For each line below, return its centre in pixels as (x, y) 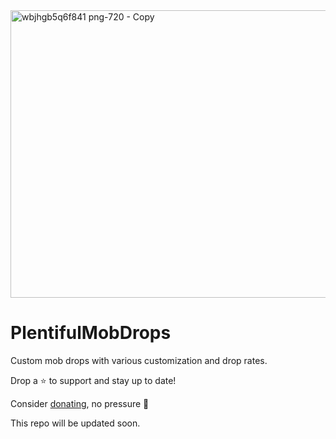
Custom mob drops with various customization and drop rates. (139, 360)
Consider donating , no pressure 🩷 (80, 403)
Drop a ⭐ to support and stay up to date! (93, 380)
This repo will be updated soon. (75, 423)
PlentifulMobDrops (91, 333)
